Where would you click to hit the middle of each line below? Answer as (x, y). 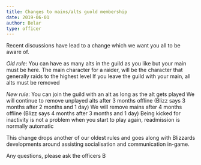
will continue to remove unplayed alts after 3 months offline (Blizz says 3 (96, 101)
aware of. (18, 52)
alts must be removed (33, 83)
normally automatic (30, 126)
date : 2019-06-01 (28, 17)
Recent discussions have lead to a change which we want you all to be (94, 46)
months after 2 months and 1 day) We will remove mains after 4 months (94, 107)
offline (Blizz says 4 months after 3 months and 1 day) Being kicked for (94, 113)
